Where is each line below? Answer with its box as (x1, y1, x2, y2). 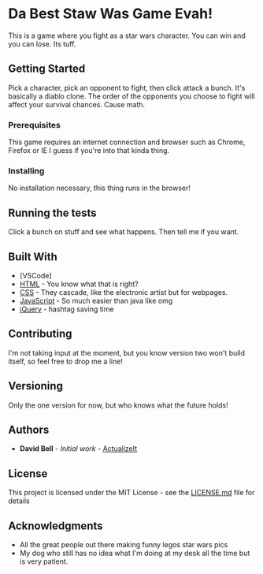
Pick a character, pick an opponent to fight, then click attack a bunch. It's (8, 83, 246, 92)
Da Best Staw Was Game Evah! (8, 5, 213, 23)
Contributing (8, 327, 72, 341)
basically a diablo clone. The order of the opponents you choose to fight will (8, 91, 255, 101)
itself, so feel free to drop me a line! (8, 356, 124, 366)
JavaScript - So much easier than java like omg (19, 296, 173, 305)
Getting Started (8, 62, 86, 76)
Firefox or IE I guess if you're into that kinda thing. (8, 146, 170, 155)
